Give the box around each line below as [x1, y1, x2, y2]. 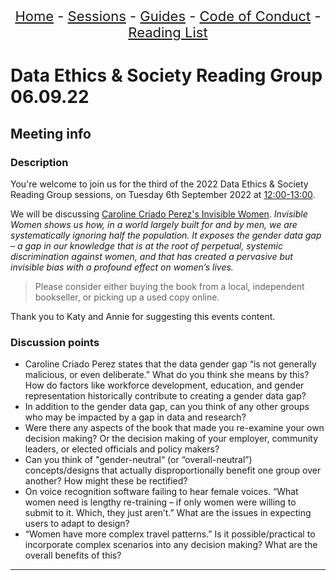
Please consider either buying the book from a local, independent [34, 280, 305, 292]
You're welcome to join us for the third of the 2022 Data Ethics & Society [10, 178, 309, 190]
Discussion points [10, 335, 100, 349]
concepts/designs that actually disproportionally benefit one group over [24, 464, 322, 477]
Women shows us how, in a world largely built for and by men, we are [10, 218, 298, 230]
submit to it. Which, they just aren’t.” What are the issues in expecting [24, 507, 312, 519]
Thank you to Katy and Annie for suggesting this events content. [10, 310, 276, 322]
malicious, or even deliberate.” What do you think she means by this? [24, 369, 310, 381]
